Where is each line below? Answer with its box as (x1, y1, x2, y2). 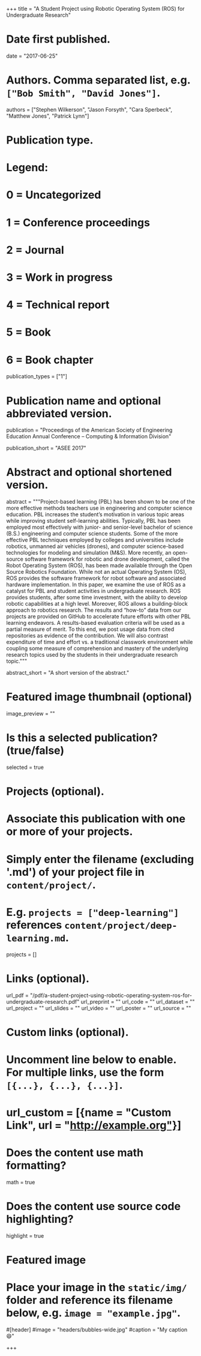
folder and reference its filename (6, 1294, 173, 1307)
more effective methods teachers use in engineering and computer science (6, 504, 193, 512)
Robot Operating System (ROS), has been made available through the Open (6, 562, 193, 569)
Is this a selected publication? (6, 731, 158, 745)
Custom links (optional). (6, 1025, 129, 1039)
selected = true (6, 764, 44, 771)
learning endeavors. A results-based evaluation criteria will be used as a (6, 619, 185, 627)
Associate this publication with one (6, 812, 186, 826)
